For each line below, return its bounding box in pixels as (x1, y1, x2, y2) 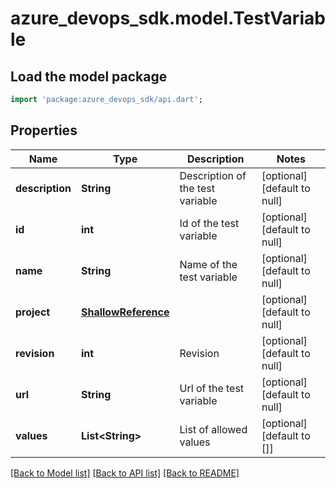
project (15, 305, 51, 319)
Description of (179, 168, 247, 182)
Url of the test (179, 381, 245, 395)
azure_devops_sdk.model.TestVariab (10, 7, 326, 30)
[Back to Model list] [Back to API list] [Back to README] (10, 467, 240, 479)
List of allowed (179, 422, 248, 436)
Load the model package (10, 68, 168, 85)
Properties (10, 122, 78, 139)
